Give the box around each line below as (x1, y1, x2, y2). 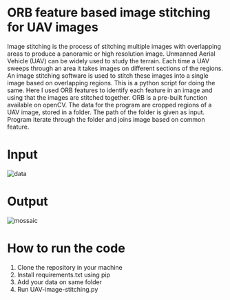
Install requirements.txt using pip (17, 270, 111, 279)
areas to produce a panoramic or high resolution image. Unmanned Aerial (7, 50, 216, 58)
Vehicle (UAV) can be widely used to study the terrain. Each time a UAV (7, 56, 210, 65)
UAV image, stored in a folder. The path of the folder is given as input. (7, 108, 205, 116)
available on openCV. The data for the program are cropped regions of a (7, 100, 212, 109)
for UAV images (7, 19, 98, 35)
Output (7, 194, 48, 209)
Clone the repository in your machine (17, 263, 123, 271)
